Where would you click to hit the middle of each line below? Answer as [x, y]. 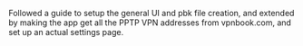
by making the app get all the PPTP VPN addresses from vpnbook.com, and [150, 23]
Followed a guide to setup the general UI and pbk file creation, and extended [151, 13]
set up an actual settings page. [66, 32]
